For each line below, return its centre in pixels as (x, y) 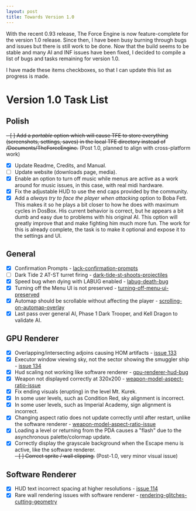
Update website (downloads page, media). (66, 172)
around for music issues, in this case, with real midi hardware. (89, 185)
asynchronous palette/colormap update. (63, 437)
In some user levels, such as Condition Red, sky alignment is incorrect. (100, 398)
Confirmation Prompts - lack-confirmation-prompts (76, 268)
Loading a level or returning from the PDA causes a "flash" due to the (98, 430)
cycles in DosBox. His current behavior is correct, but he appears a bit (99, 211)
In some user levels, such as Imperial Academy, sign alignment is (93, 405)
